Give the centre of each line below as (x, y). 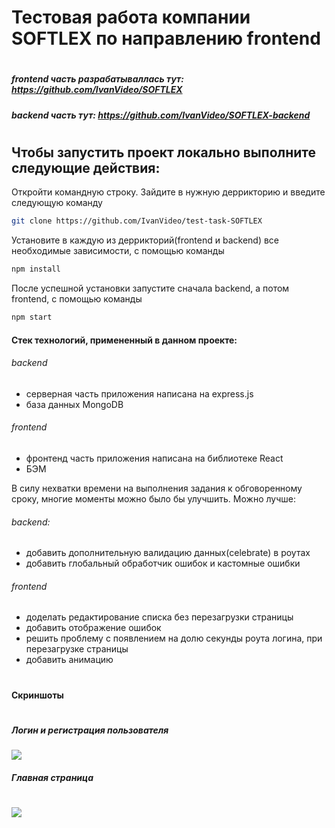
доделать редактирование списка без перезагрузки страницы (159, 617)
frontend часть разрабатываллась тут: (97, 79)
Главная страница (52, 777)
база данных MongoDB (74, 404)
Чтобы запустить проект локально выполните (164, 152)
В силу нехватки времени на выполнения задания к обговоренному (157, 488)
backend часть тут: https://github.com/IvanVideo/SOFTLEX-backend (161, 115)
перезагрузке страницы (77, 649)
